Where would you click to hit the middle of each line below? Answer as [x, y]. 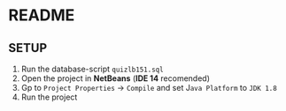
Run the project [49, 97]
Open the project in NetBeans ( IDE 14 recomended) [115, 78]
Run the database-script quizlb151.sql [93, 69]
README [42, 15]
